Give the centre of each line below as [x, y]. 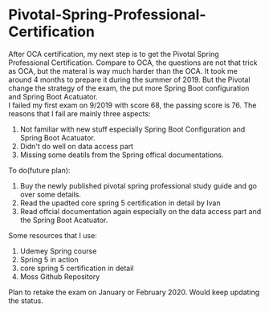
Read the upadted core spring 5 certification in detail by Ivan [120, 203]
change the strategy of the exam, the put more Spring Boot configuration [129, 88]
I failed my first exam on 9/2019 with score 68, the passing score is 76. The [132, 105]
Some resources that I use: [53, 235]
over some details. [51, 194]
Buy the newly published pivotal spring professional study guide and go [138, 185]
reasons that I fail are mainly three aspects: [79, 113]
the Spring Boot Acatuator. [64, 220]
